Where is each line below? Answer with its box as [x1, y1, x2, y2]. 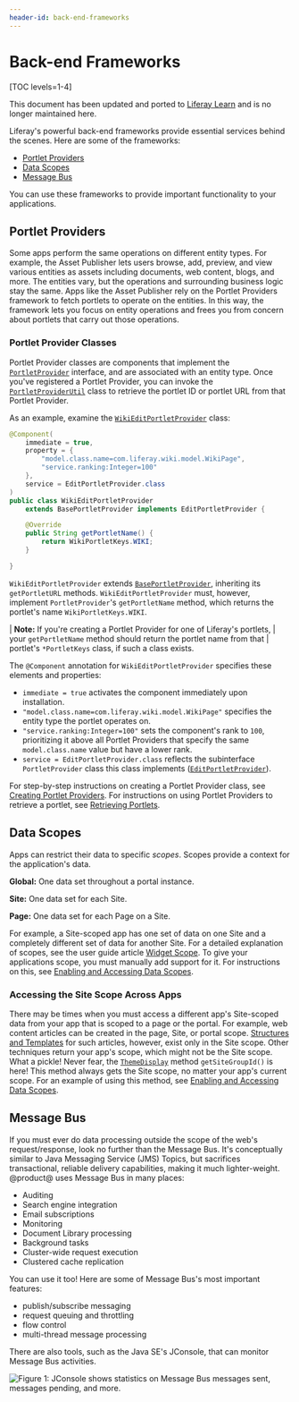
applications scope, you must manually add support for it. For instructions [9, 956, 281, 967]
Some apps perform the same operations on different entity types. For [9, 248, 268, 259]
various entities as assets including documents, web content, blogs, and [9, 267, 275, 277]
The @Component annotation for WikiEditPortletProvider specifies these [9, 659, 272, 671]
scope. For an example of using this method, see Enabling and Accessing [9, 1075, 279, 1085]
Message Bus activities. [9, 1355, 96, 1366]
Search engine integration [21, 1199, 118, 1210]
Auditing [21, 1189, 54, 1200]
